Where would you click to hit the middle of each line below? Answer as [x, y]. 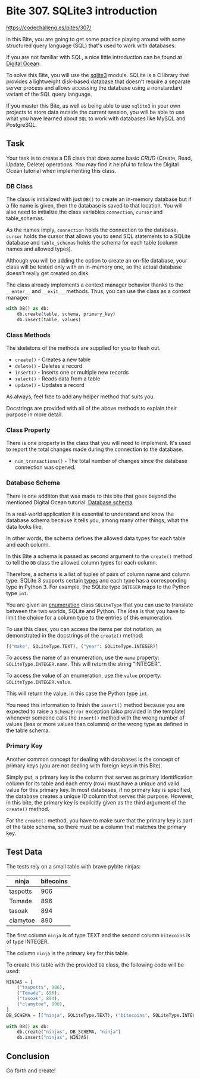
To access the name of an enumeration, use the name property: [83, 658]
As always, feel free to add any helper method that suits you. [81, 397]
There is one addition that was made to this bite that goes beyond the [91, 496]
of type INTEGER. [28, 941]
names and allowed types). [39, 249]
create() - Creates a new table [53, 359]
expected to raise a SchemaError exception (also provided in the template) [96, 711]
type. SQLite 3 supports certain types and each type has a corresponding [96, 580]
